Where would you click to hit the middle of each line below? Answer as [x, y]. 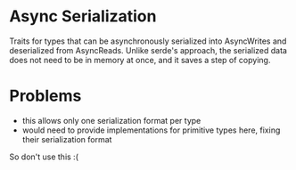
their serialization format [67, 139]
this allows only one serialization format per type [111, 120]
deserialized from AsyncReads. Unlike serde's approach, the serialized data [148, 50]
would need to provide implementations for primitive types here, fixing [151, 130]
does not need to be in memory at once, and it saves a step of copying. [140, 60]
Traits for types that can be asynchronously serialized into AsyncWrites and [148, 41]
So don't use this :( [44, 157]
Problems [45, 96]
